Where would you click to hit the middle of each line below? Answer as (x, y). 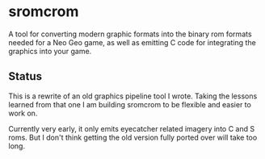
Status (25, 76)
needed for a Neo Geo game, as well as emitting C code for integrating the (132, 42)
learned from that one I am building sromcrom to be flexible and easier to (130, 104)
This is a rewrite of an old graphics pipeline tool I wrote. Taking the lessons (133, 96)
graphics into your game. (50, 51)
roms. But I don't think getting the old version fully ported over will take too (133, 137)
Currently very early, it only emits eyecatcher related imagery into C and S (132, 128)
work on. (23, 113)
